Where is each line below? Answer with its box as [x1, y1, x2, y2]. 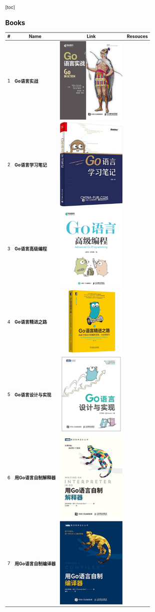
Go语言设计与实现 [14, 391, 51, 397]
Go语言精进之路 [14, 319, 47, 325]
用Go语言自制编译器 [14, 560, 56, 566]
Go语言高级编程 [14, 246, 47, 252]
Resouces [126, 34, 148, 40]
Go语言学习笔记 [14, 162, 47, 168]
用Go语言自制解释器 [14, 475, 56, 481]
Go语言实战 [14, 78, 38, 84]
